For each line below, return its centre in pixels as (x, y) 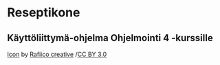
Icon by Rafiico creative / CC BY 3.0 (57, 54)
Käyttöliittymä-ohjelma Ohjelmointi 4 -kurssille (110, 38)
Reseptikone (44, 13)
